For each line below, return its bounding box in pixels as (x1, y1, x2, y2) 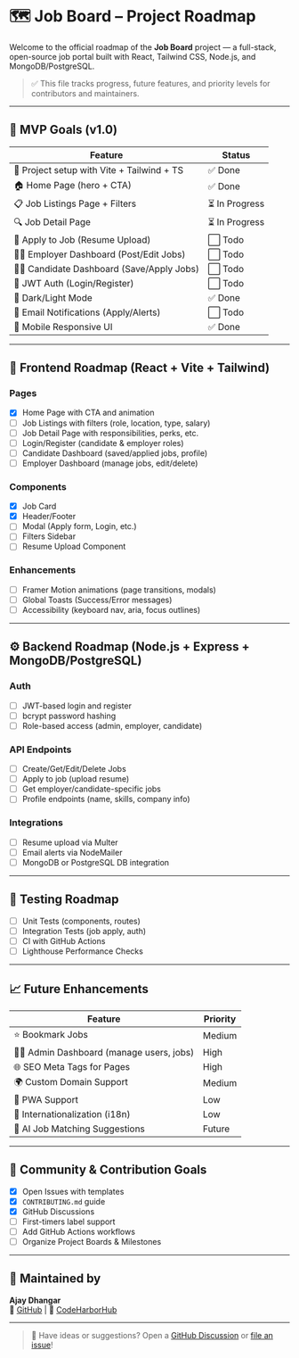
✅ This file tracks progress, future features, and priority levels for (30, 78, 271, 88)
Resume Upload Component (21, 541, 126, 552)
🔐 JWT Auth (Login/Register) (13, 277, 134, 289)
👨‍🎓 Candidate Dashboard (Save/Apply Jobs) (13, 262, 200, 275)
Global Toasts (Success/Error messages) (21, 594, 173, 605)
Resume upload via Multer (21, 837, 118, 848)
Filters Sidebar (21, 531, 77, 542)
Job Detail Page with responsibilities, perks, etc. (21, 427, 199, 438)
